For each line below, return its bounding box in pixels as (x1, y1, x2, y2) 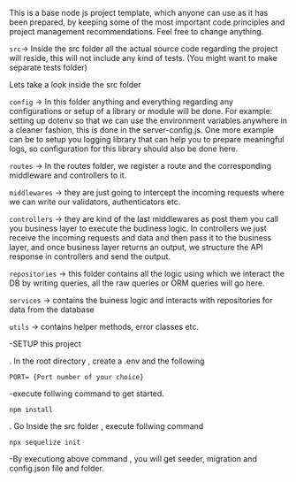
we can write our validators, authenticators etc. (9, 196, 181, 207)
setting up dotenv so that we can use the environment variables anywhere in (9, 115, 287, 126)
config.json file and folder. (9, 463, 104, 473)
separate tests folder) (9, 62, 88, 73)
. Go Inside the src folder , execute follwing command (9, 421, 204, 432)
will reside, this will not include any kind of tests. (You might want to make (9, 53, 278, 63)
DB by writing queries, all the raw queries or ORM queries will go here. (9, 278, 265, 288)
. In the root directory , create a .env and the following (9, 356, 205, 366)
